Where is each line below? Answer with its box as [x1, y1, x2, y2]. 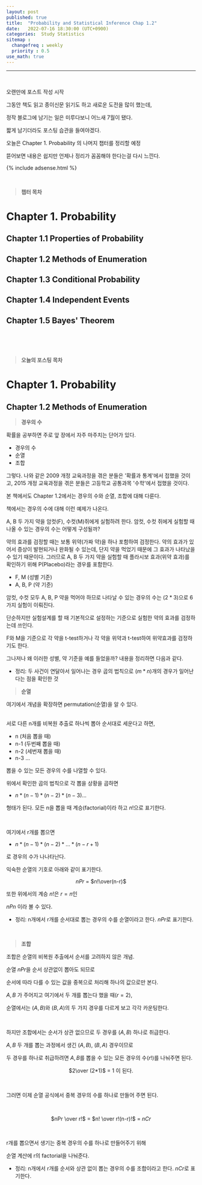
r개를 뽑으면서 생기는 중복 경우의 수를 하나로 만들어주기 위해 [6, 1139, 146, 1146]
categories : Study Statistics [6, 31, 85, 37]
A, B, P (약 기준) [14, 581, 54, 589]
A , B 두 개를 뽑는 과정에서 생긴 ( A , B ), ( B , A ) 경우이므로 [6, 1042, 133, 1049]
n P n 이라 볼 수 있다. [6, 903, 53, 911]
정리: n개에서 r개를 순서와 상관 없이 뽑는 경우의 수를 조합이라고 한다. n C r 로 [14, 1165, 189, 1172]
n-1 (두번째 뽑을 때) [14, 740, 61, 747]
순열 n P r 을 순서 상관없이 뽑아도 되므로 [6, 966, 95, 973]
